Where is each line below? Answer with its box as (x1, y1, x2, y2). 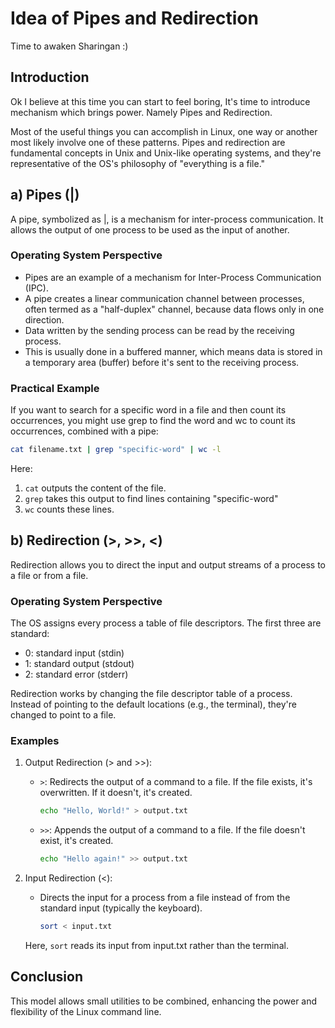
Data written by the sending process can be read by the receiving (24, 324, 295, 336)
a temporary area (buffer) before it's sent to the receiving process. (24, 356, 300, 368)
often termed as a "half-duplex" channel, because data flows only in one (24, 303, 325, 315)
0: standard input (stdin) (24, 647, 125, 659)
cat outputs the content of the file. (24, 482, 167, 494)
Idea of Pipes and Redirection (10, 7, 259, 30)
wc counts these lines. (24, 503, 115, 516)
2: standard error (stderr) (24, 668, 129, 681)
